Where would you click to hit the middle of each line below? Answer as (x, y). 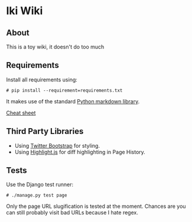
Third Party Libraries (45, 131)
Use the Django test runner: (40, 185)
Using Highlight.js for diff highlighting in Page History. (80, 152)
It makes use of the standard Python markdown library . (73, 101)
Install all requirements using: (42, 79)
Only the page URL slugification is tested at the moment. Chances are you (96, 206)
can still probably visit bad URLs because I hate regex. (72, 213)
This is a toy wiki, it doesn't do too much (55, 47)
